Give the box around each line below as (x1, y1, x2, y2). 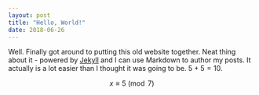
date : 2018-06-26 (8, 26, 65, 33)
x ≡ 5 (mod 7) (109, 79, 155, 88)
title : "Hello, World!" (8, 19, 86, 26)
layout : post (8, 11, 51, 19)
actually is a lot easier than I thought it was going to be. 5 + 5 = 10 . (8, 64, 223, 73)
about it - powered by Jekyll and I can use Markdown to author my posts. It (8, 55, 251, 65)
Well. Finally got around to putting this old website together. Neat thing (8, 47, 236, 57)
